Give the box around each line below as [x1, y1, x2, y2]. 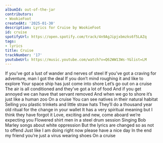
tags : [5, 39, 16, 44]
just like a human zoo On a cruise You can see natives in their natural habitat [5, 96, 158, 102]
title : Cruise [5, 48, 34, 53]
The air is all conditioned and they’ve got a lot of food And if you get [5, 86, 142, 92]
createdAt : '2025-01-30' [5, 20, 55, 26]
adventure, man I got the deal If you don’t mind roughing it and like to [5, 76, 144, 82]
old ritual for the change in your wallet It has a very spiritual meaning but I [5, 107, 153, 113]
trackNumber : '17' [5, 52, 42, 58]
